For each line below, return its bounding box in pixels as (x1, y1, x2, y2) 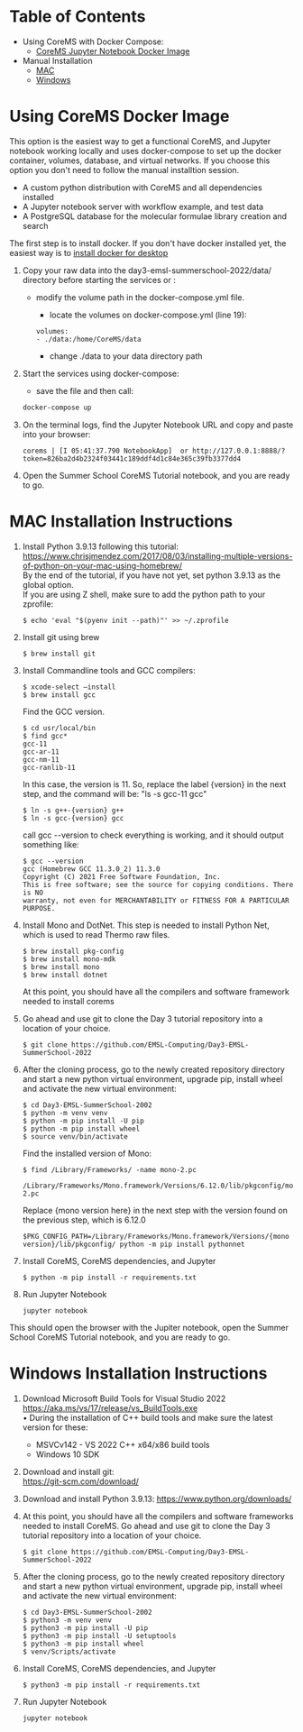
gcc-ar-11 (22, 747, 60, 756)
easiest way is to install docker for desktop (9, 247, 169, 258)
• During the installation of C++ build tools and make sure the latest (22, 1412, 273, 1423)
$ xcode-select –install (22, 683, 116, 692)
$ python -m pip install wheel (22, 1124, 141, 1133)
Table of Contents (9, 6, 146, 27)
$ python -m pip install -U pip (22, 1116, 144, 1125)
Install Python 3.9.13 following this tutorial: (22, 541, 179, 552)
